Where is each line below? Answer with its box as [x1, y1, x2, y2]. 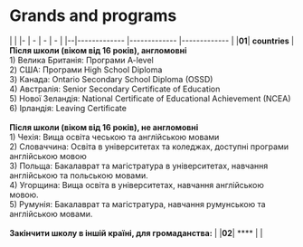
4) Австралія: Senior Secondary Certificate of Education [9, 83, 221, 94]
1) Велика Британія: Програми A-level [9, 54, 154, 65]
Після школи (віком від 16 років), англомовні [9, 44, 187, 55]
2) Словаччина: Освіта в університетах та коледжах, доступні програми [9, 141, 289, 152]
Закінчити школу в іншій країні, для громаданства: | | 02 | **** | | [9, 227, 263, 238]
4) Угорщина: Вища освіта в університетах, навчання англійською [9, 179, 265, 190]
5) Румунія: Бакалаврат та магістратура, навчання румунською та [9, 198, 266, 209]
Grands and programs [9, 5, 177, 26]
